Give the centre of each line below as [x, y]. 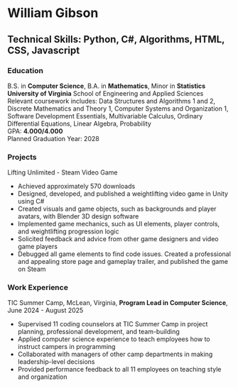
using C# [31, 201]
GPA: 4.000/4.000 [35, 131]
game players [38, 247]
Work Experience [38, 287]
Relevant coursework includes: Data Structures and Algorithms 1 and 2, [111, 101]
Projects [22, 157]
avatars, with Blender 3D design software [78, 216]
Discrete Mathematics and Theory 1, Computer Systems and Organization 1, [118, 109]
